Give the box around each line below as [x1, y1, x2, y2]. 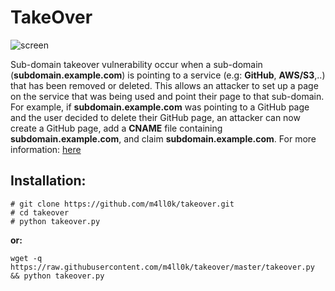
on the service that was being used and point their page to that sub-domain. [10, 90, 325, 102]
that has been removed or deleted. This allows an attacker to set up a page [10, 79, 319, 91]
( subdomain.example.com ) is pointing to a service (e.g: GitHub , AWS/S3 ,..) [10, 69, 326, 81]
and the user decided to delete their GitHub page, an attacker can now [10, 111, 301, 123]
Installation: [10, 172, 87, 190]
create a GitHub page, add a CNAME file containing [10, 122, 223, 134]
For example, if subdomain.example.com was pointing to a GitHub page [10, 101, 310, 113]
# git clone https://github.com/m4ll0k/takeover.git [10, 199, 235, 209]
